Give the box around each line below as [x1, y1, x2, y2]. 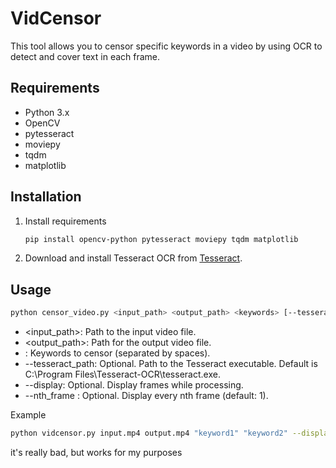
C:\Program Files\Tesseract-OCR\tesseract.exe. [24, 368, 221, 381]
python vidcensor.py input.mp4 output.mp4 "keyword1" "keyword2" [10, 428, 288, 439]
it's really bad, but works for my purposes [10, 447, 183, 458]
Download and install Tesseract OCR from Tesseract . [24, 252, 243, 264]
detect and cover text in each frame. [10, 50, 161, 62]
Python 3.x [24, 106, 70, 118]
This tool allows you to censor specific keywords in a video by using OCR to [10, 40, 323, 52]
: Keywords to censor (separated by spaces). [24, 347, 211, 359]
